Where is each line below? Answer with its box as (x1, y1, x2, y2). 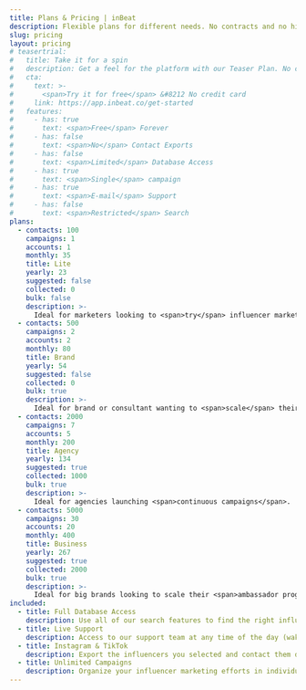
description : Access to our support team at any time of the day (25, 632, 280, 642)
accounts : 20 (25, 522, 76, 532)
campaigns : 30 (25, 514, 79, 523)
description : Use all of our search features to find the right (25, 616, 275, 625)
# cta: (9, 73, 43, 82)
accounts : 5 (25, 429, 71, 438)
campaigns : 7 (25, 421, 76, 430)
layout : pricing (9, 38, 71, 48)
